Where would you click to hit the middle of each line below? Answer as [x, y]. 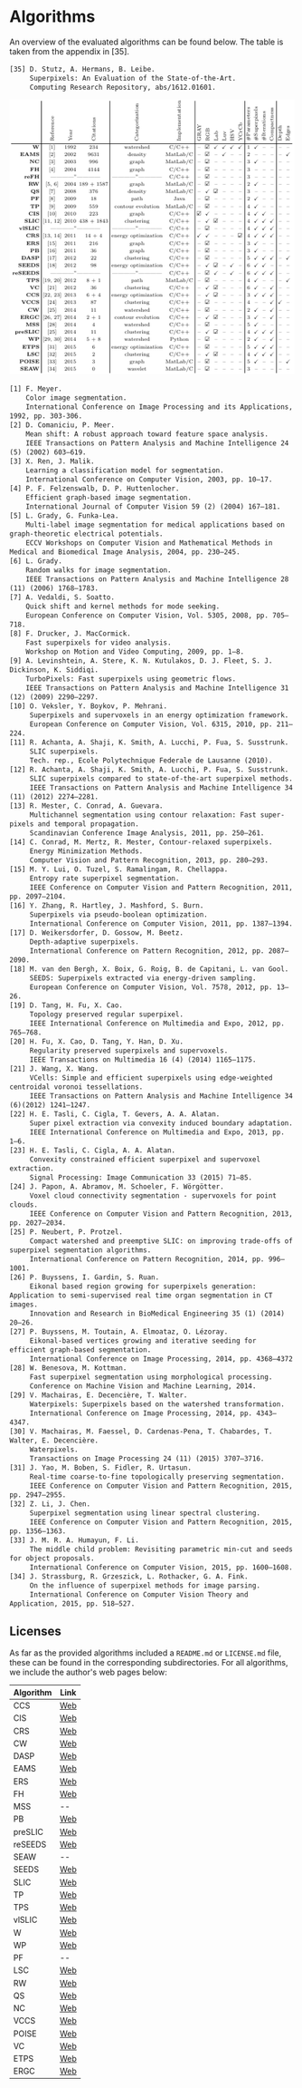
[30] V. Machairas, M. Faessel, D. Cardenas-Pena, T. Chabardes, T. [141, 1431]
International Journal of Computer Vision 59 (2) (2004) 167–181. [153, 506]
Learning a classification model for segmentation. [125, 470]
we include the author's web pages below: [88, 1672]
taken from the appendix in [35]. [69, 51]
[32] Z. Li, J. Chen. [50, 1504]
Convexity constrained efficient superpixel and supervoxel [145, 1159]
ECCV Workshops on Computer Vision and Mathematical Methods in [149, 543]
